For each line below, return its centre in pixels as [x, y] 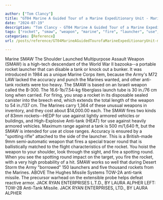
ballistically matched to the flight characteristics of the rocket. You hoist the [81, 147]
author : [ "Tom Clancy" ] [29, 14]
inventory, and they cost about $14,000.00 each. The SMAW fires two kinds [81, 110]
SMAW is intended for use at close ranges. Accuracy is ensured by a [73, 131]
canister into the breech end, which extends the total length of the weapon [80, 100]
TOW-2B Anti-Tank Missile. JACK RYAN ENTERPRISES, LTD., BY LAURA [76, 188]
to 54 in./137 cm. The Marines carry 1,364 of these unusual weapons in [76, 105]
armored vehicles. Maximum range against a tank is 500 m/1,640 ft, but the [80, 126]
